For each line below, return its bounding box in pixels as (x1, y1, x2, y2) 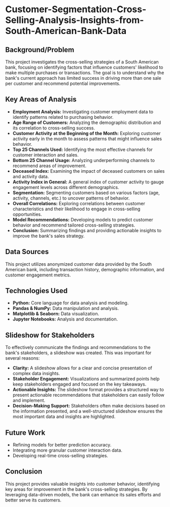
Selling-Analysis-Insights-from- (5, 14, 144, 26)
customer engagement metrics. (5, 272, 71, 278)
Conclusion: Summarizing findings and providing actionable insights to (12, 227, 161, 233)
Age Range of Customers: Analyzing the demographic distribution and (12, 119, 161, 125)
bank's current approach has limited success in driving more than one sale (5, 75, 161, 81)
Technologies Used (5, 287, 67, 295)
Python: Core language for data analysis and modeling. (12, 300, 129, 306)
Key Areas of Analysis (5, 95, 77, 104)
